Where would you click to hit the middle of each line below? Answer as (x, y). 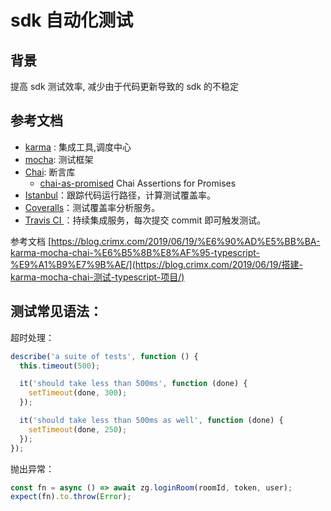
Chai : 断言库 (50, 172)
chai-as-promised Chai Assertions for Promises (138, 183)
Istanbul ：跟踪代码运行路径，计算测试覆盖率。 (120, 195)
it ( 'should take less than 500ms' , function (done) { (133, 384)
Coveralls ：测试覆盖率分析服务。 (92, 207)
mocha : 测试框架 (59, 159)
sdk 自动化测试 (72, 20)
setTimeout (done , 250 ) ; (78, 429)
